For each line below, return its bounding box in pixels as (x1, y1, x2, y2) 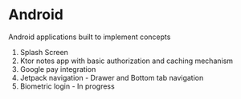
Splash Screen (19, 47, 68, 57)
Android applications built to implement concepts (8, 32, 171, 42)
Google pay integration (19, 64, 96, 73)
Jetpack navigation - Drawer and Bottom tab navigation (19, 73, 204, 82)
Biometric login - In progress (19, 81, 115, 91)
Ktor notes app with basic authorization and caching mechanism (19, 56, 234, 65)
